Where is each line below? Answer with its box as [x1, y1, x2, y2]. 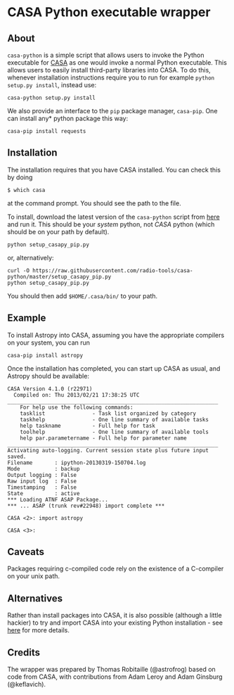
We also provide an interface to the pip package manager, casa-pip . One [7, 107, 218, 115]
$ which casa [7, 186, 46, 193]
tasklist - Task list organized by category [20, 409, 197, 417]
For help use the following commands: [20, 404, 134, 411]
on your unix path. [7, 572, 60, 580]
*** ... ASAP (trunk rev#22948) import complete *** [7, 502, 165, 509]
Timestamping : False [7, 483, 77, 491]
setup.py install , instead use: [7, 81, 97, 89]
